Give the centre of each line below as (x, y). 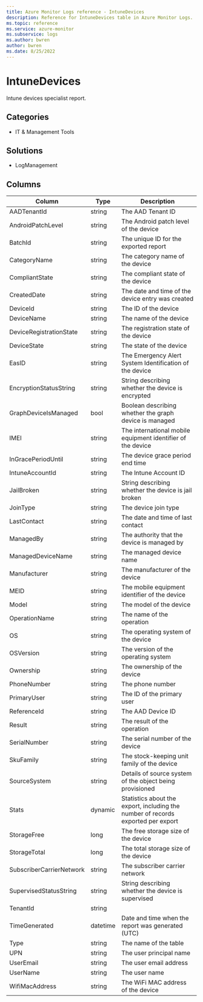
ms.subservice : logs (32, 35)
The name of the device (155, 319)
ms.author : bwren (28, 40)
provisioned (138, 789)
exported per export (150, 821)
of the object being (148, 781)
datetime (103, 926)
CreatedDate (27, 295)
